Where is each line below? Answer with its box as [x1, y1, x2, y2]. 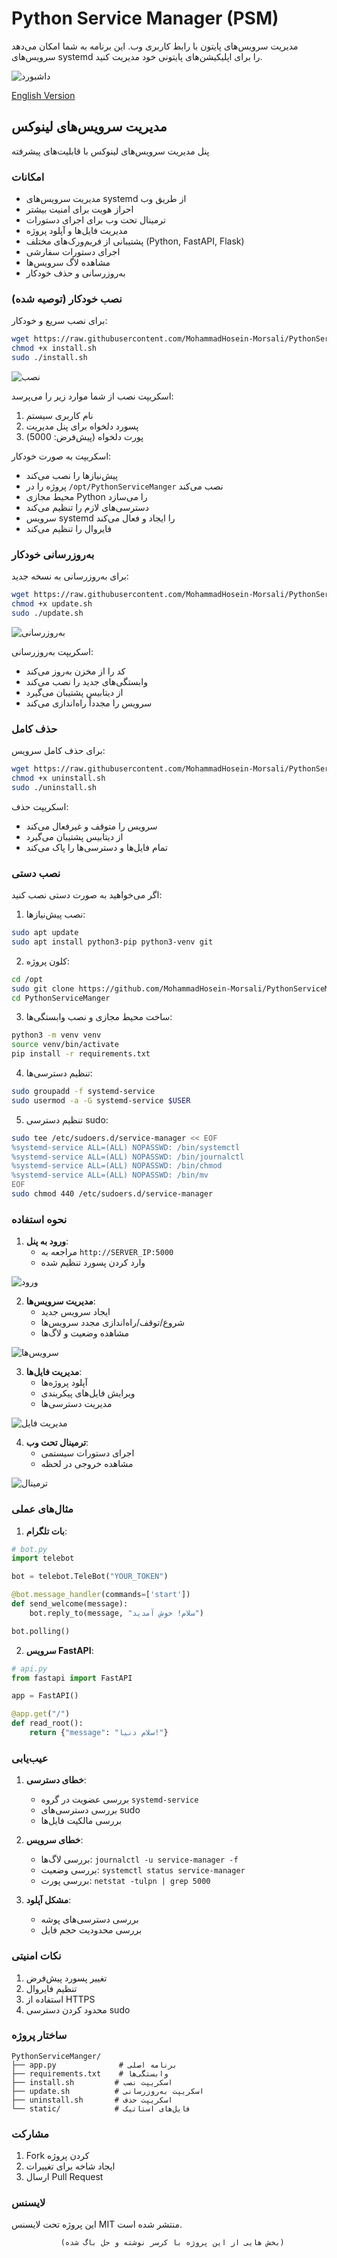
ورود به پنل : [25, 1235, 69, 1247]
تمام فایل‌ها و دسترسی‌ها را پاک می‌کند [25, 841, 168, 853]
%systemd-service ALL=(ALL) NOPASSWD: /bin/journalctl [11, 1152, 245, 1162]
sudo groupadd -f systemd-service [11, 1087, 156, 1097]
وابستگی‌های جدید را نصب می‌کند [25, 675, 148, 687]
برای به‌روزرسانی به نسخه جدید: [11, 570, 129, 582]
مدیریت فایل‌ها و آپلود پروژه [25, 225, 128, 237]
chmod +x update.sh [11, 599, 93, 609]
